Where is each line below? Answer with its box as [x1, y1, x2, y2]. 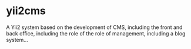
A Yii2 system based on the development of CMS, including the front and [6, 24, 183, 31]
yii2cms [6, 4, 46, 18]
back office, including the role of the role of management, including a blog [6, 30, 186, 37]
